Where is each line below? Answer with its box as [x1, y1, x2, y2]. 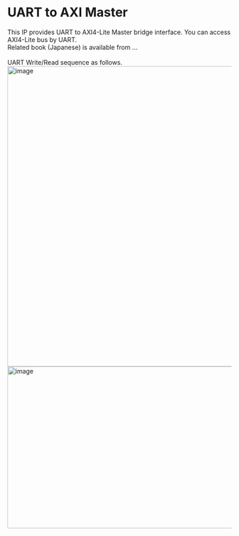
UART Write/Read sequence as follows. [7, 58, 123, 66]
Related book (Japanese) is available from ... [7, 43, 138, 51]
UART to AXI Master [7, 4, 128, 21]
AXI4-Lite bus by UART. [7, 35, 77, 43]
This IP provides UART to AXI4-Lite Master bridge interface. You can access [7, 28, 231, 36]
